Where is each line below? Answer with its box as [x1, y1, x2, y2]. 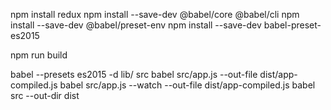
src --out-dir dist [10, 90, 80, 101]
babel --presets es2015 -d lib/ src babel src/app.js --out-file [10, 69, 258, 80]
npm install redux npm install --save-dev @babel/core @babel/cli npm [10, 9, 300, 20]
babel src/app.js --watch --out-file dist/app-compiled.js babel [59, 79, 316, 91]
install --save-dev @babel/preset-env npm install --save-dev [10, 19, 262, 31]
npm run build [10, 49, 68, 61]
